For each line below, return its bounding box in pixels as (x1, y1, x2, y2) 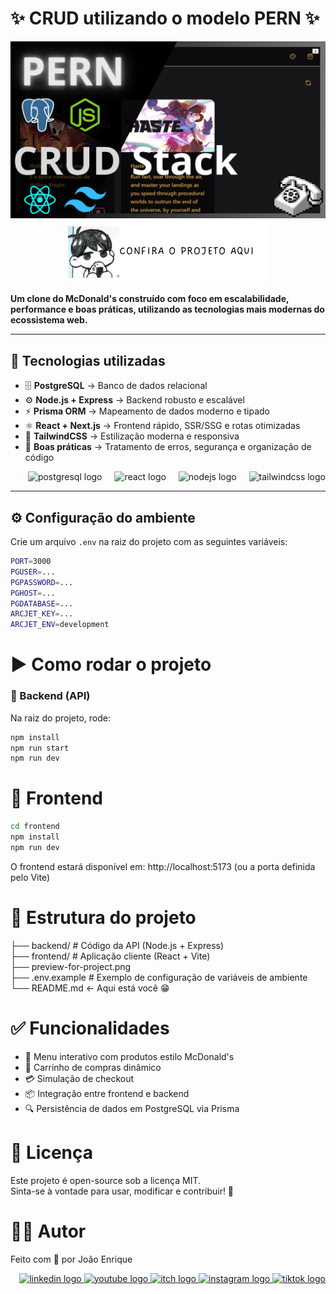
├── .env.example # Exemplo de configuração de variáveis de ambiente (10, 971, 308, 983)
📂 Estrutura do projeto (10, 907, 197, 929)
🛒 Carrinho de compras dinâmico (24, 1061, 162, 1073)
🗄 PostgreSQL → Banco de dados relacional (24, 380, 208, 392)
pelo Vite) (10, 871, 51, 883)
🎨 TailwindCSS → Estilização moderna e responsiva (24, 430, 240, 442)
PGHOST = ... (10, 588, 56, 598)
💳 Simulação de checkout (24, 1072, 135, 1084)
